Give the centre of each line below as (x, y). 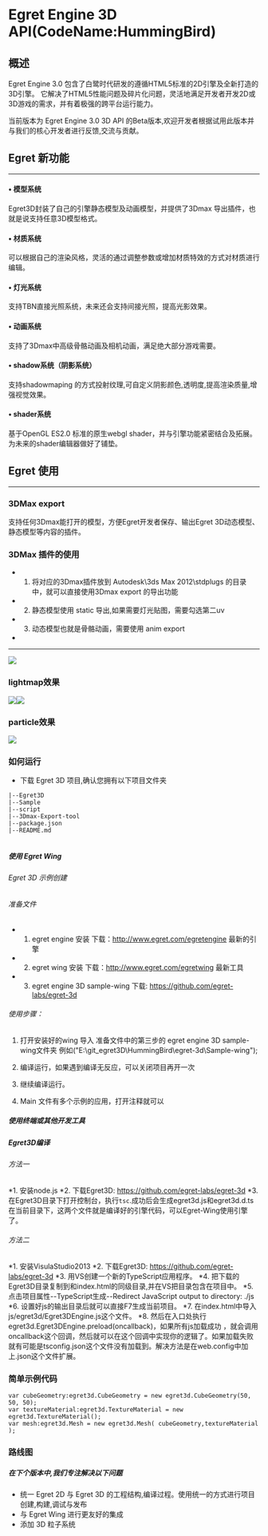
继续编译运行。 (44, 1084)
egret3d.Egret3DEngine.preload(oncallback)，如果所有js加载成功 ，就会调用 (134, 1326)
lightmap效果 (34, 683)
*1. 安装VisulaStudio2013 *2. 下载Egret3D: (78, 1266)
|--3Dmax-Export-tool (44, 817)
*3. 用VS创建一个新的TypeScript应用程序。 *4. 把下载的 (147, 1276)
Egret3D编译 (29, 1142)
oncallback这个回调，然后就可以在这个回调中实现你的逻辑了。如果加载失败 (131, 1336)
